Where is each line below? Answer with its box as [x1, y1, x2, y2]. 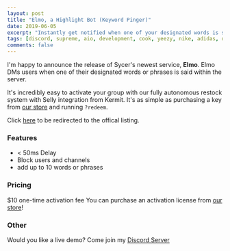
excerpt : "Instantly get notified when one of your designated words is [7, 29, 219, 36]
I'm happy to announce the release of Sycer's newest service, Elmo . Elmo [7, 61, 216, 68]
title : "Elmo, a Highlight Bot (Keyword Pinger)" [7, 16, 152, 23]
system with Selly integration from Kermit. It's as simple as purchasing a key [7, 96, 222, 103]
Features [7, 133, 38, 142]
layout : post [7, 10, 44, 17]
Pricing [7, 181, 32, 190]
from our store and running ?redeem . [7, 103, 108, 111]
